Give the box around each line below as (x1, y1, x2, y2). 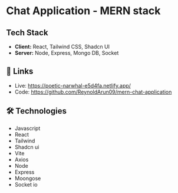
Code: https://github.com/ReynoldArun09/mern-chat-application (14, 88, 172, 95)
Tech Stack (6, 28, 48, 38)
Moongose (14, 175, 41, 182)
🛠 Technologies (6, 106, 67, 116)
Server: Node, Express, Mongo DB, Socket (14, 49, 119, 56)
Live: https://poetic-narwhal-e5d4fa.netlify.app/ (14, 82, 131, 89)
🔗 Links (6, 66, 34, 76)
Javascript (14, 125, 41, 132)
